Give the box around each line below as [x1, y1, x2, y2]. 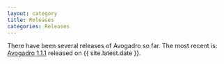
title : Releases [7, 17, 54, 23]
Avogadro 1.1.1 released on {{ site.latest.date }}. [7, 49, 141, 57]
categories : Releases [7, 23, 70, 30]
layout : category [7, 10, 58, 17]
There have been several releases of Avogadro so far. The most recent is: [7, 42, 218, 50]
